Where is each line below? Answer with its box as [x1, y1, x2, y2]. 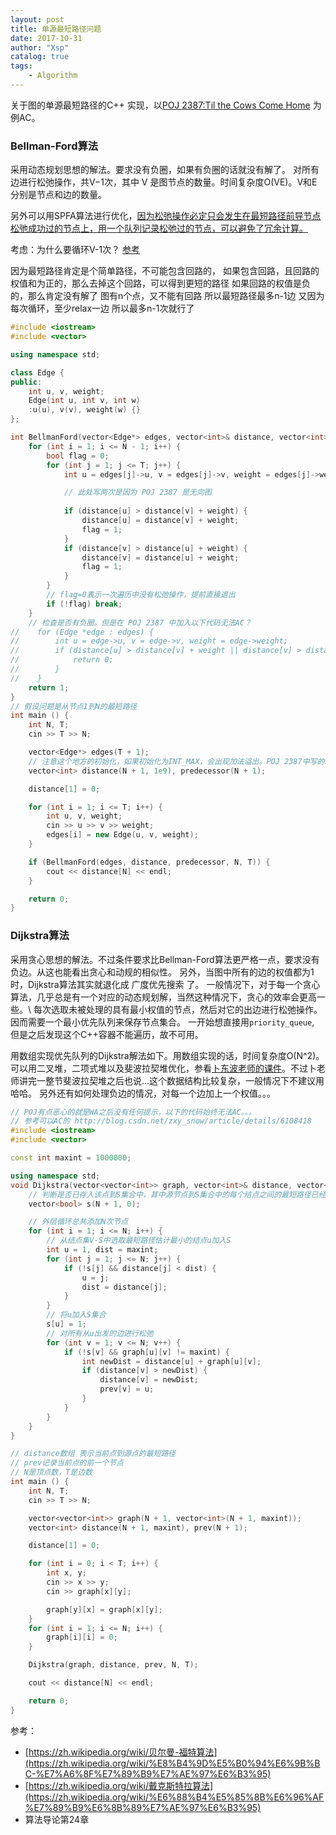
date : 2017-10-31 [10, 33, 83, 43]
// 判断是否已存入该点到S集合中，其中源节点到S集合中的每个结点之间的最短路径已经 [28, 1189, 327, 1200]
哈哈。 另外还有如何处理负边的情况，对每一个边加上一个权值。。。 [10, 1087, 276, 1099]
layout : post [10, 14, 65, 25]
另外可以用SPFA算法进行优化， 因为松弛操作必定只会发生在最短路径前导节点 [10, 210, 322, 222]
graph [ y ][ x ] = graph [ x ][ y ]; [46, 1604, 163, 1615]
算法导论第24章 [24, 1813, 90, 1825]
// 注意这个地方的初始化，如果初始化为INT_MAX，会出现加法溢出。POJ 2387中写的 [28, 756, 325, 766]
